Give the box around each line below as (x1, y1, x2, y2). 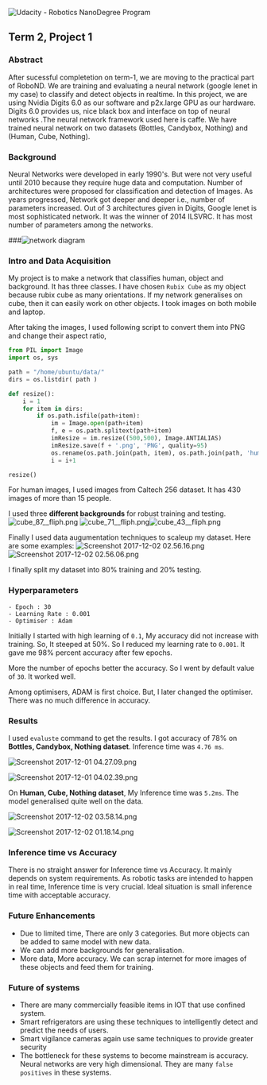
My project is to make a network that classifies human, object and (8, 273, 224, 283)
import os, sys (8, 354, 59, 362)
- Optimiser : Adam (8, 617, 73, 625)
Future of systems (8, 982, 80, 993)
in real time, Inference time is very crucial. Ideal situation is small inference (8, 882, 253, 892)
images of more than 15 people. (8, 494, 112, 503)
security (19, 1042, 48, 1052)
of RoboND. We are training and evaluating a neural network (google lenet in (8, 80, 258, 91)
